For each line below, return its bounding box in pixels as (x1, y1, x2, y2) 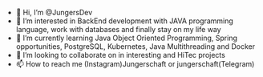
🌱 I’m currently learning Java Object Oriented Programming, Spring (15, 33, 238, 43)
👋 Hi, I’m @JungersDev (15, 8, 93, 17)
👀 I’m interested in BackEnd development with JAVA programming (15, 16, 234, 26)
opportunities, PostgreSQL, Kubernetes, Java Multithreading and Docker (15, 42, 256, 51)
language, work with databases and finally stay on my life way (15, 25, 222, 34)
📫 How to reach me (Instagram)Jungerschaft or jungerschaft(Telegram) (15, 59, 255, 68)
